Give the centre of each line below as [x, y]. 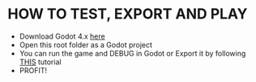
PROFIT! [33, 70]
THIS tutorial [40, 62]
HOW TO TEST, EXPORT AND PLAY [128, 14]
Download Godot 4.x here [62, 36]
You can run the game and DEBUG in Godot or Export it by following [132, 53]
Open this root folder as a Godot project [86, 44]
